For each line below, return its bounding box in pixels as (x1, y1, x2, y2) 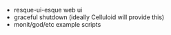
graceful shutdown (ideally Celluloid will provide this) (13, 13, 165, 21)
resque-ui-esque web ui (13, 6, 83, 14)
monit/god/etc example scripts (13, 21, 101, 28)
